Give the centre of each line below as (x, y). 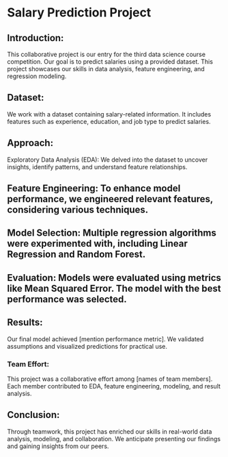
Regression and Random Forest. (76, 255)
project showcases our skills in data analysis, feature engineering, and (106, 69)
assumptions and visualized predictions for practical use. (87, 346)
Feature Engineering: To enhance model (94, 189)
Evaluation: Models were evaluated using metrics (114, 278)
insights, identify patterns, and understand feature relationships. (97, 166)
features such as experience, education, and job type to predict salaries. (109, 121)
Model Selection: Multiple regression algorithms (112, 233)
